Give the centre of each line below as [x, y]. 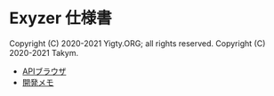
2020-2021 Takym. [44, 52]
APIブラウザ [44, 71]
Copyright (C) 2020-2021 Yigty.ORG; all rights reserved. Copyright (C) [137, 43]
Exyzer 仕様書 [61, 18]
